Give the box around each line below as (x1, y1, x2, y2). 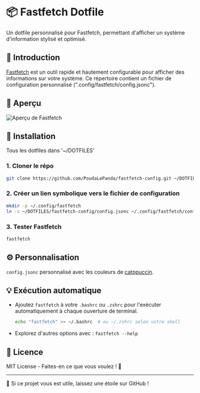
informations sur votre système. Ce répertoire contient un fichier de (6, 74, 172, 81)
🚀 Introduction (6, 52, 61, 63)
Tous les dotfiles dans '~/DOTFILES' (6, 147, 95, 154)
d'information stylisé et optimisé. (6, 35, 87, 42)
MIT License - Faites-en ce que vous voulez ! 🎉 (6, 363, 122, 370)
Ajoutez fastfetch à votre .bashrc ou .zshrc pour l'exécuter (14, 301, 162, 309)
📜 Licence (6, 347, 43, 357)
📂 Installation (6, 131, 56, 141)
